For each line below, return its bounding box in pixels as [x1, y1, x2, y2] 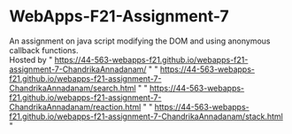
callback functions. [9, 44, 79, 55]
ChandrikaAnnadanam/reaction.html [9, 101, 142, 112]
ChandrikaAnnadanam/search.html [9, 83, 136, 93]
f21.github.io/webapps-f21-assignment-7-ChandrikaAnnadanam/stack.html [9, 111, 283, 122]
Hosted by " [9, 54, 53, 65]
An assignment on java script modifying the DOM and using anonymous [9, 35, 271, 46]
